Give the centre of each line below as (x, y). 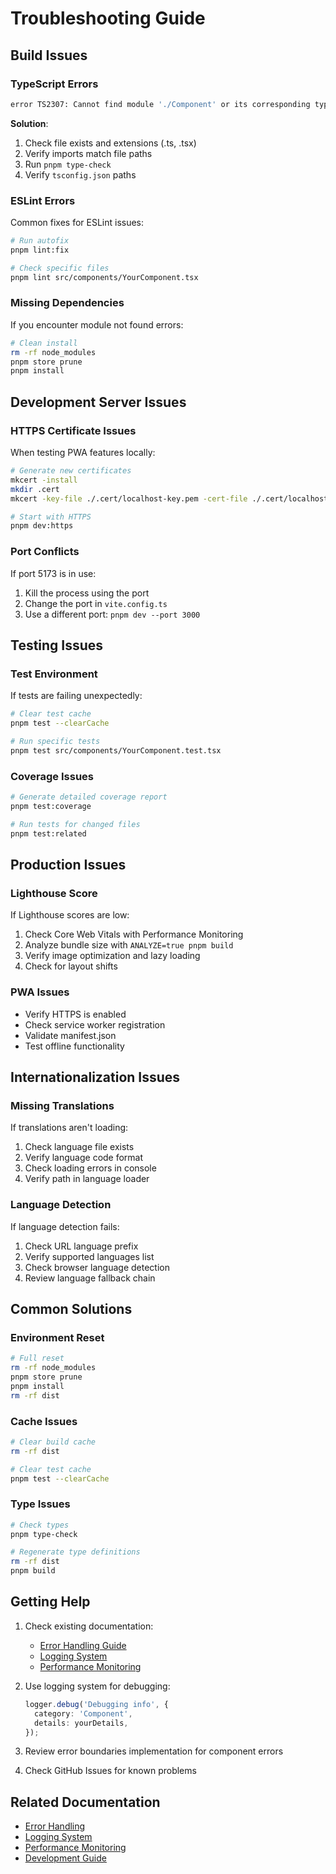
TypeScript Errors (54, 84)
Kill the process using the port (87, 593)
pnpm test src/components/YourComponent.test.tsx (116, 750)
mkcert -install (44, 480)
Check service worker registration (95, 1024)
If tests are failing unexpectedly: (76, 696)
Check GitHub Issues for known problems (110, 1771)
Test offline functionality (74, 1046)
